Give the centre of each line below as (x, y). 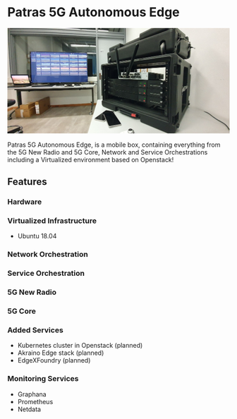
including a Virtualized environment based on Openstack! (91, 159)
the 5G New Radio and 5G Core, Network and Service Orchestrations (108, 152)
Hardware (25, 202)
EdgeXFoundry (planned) (54, 360)
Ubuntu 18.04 (37, 236)
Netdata (29, 409)
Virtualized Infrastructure (52, 221)
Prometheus (35, 401)
